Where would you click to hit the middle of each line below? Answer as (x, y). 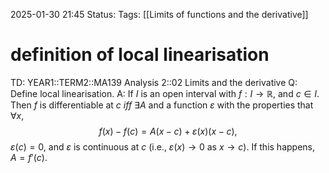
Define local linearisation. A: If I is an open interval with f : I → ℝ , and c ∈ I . (165, 93)
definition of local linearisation (140, 55)
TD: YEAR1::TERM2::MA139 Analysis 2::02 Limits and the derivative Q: (154, 82)
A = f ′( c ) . (29, 157)
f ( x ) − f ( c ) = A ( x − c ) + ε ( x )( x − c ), (168, 131)
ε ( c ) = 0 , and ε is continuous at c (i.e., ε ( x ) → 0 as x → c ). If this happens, (163, 146)
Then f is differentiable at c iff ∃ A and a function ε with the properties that (162, 105)
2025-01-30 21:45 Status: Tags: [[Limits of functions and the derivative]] (159, 14)
